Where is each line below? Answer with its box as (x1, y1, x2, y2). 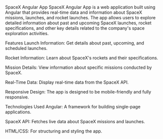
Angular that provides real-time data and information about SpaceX (5, 9, 142, 15)
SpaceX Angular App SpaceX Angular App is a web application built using (5, 4, 156, 10)
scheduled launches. (5, 46, 48, 51)
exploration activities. (5, 31, 49, 36)
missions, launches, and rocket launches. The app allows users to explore (5, 15, 156, 20)
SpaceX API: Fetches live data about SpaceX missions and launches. (5, 119, 145, 124)
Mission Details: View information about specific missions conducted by (5, 64, 152, 70)
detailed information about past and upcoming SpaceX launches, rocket (5, 20, 152, 26)
